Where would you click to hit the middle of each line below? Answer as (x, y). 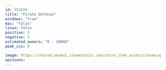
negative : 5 (17, 37)
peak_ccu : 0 (17, 46)
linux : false (19, 28)
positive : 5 (17, 33)
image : (12, 55)
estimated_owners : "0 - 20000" (37, 42)
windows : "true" (22, 19)
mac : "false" (19, 23)
